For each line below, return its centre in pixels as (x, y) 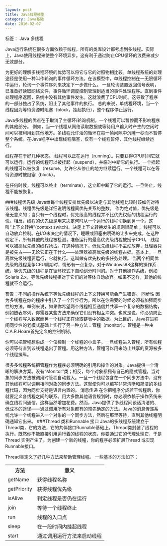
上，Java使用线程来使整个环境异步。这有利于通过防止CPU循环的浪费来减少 (82, 55)
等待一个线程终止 (57, 508)
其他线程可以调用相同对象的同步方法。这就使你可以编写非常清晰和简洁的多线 (83, 384)
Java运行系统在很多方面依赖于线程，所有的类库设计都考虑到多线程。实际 (80, 49)
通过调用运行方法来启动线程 (69, 536)
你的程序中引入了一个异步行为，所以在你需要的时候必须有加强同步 (94, 300)
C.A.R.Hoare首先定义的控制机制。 (40, 331)
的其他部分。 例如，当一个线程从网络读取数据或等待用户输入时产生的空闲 (80, 127)
